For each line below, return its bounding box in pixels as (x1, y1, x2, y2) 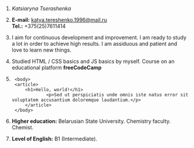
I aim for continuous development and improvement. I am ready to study (11, 34, 187, 41)
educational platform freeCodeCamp (11, 64, 102, 71)
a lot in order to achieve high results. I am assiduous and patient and (11, 41, 178, 47)
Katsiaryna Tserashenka (11, 5, 72, 12)
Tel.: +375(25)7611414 (11, 23, 66, 29)
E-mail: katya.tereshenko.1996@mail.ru (11, 16, 108, 23)
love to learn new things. (11, 46, 72, 53)
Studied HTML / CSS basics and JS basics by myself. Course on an (11, 58, 175, 65)
